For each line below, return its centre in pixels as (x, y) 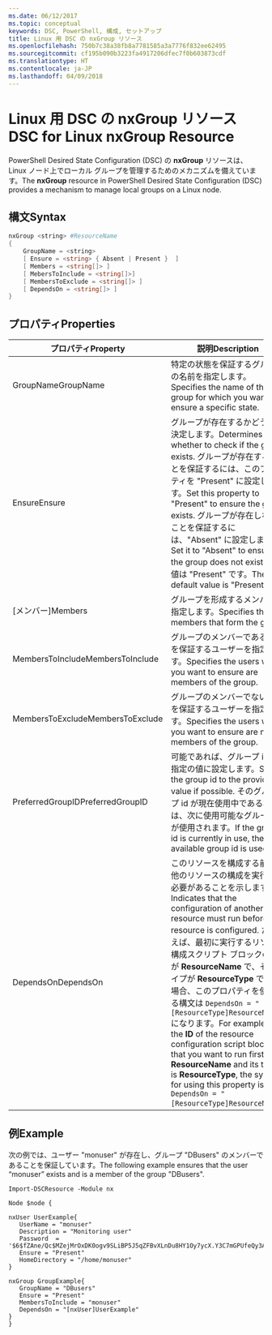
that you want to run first (217, 1054)
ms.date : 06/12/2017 (43, 16)
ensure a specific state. (215, 408)
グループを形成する (207, 599)
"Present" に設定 (229, 481)
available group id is (208, 848)
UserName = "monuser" (55, 1224)
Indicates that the (204, 899)
